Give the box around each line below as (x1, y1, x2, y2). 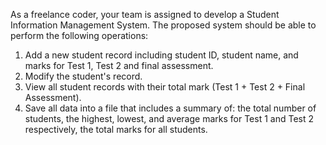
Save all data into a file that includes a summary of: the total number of (24, 102, 317, 114)
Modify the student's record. (24, 70, 143, 82)
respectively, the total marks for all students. (24, 124, 208, 135)
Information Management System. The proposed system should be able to (10, 19, 317, 31)
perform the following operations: (10, 30, 149, 41)
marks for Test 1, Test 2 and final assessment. (24, 60, 214, 71)
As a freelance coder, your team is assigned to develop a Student (10, 9, 280, 20)
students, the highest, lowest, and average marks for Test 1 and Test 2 (24, 113, 314, 124)
